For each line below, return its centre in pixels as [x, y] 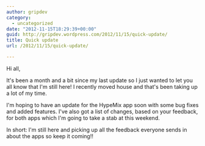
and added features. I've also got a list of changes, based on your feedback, [102, 111]
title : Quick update [33, 40]
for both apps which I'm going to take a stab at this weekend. [83, 118]
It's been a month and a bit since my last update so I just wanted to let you [100, 80]
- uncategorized [32, 23]
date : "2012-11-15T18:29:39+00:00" [52, 29]
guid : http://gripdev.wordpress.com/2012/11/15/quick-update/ [87, 35]
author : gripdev [27, 12]
